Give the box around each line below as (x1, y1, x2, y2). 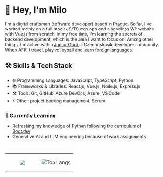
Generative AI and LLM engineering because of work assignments (12, 134, 146, 140)
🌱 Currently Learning (5, 112, 56, 118)
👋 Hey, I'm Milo (5, 4, 67, 16)
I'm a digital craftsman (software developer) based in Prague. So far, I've (5, 21, 152, 27)
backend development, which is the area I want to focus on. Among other (5, 36, 154, 42)
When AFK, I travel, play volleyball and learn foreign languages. (5, 47, 134, 53)
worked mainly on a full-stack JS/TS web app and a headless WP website (5, 26, 155, 31)
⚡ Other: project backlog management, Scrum (12, 98, 106, 104)
